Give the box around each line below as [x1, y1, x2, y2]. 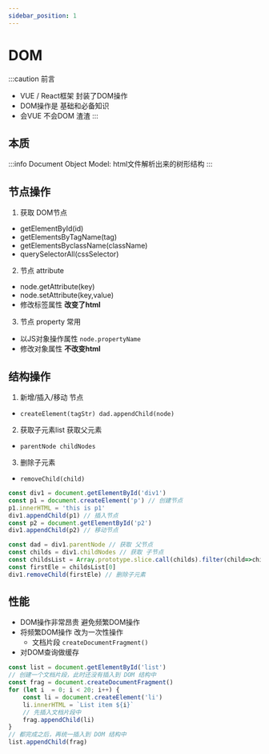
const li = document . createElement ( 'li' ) [22, 693, 163, 701]
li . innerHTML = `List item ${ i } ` [22, 700, 134, 709]
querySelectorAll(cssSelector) [19, 249, 119, 259]
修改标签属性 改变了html [19, 300, 102, 309]
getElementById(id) [19, 224, 84, 233]
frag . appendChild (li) [22, 716, 94, 724]
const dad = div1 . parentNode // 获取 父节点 [8, 541, 154, 549]
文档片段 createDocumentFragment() [31, 638, 149, 647]
